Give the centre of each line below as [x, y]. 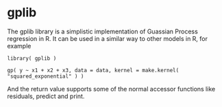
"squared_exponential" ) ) [46, 76]
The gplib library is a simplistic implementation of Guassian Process [103, 31]
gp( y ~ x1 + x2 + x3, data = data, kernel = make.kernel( [93, 70]
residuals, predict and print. [46, 96]
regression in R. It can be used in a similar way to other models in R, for [107, 38]
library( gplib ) [32, 58]
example [19, 46]
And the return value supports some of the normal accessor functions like [111, 89]
